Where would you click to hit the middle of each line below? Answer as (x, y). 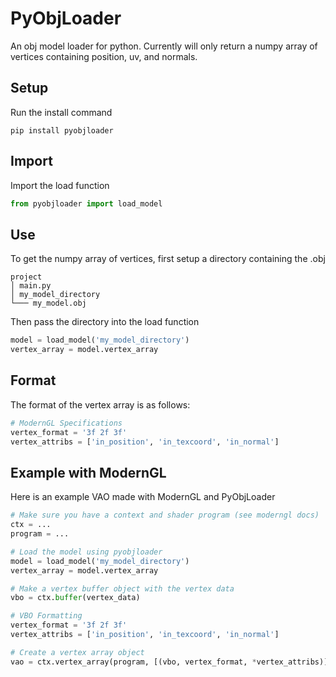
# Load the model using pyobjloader (86, 552)
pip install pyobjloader (62, 130)
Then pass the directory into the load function (105, 322)
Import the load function (60, 185)
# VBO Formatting (46, 616)
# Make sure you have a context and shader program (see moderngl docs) (165, 515)
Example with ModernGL (88, 472)
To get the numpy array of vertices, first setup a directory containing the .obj (168, 259)
